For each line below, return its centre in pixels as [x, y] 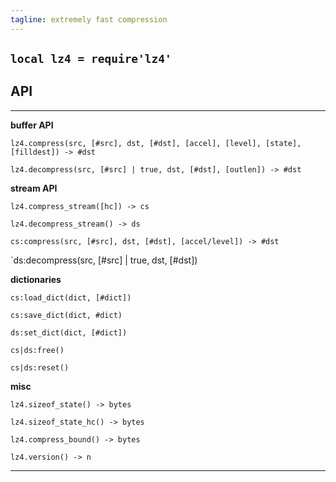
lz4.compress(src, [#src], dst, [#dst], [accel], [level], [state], [156, 143]
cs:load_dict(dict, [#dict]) [71, 297]
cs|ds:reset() [40, 367]
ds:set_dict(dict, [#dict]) [69, 332]
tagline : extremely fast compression [89, 19]
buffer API [32, 125]
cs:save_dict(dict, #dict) [66, 315]
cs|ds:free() [37, 350]
